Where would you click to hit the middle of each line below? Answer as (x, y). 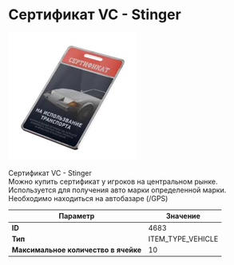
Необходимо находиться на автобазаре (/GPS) (88, 198)
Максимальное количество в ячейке (77, 250)
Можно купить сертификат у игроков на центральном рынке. (113, 181)
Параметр (77, 216)
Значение (184, 216)
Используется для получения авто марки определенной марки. (117, 190)
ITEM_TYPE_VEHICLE (183, 239)
